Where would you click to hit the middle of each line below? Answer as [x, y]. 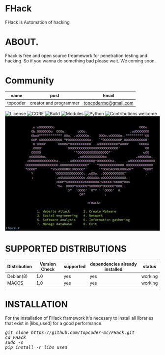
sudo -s [14, 342]
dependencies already [113, 264]
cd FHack [15, 337]
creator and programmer [55, 103]
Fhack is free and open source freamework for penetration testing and [76, 55]
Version [48, 264]
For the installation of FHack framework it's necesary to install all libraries [79, 318]
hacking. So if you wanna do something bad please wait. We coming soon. [81, 61]
